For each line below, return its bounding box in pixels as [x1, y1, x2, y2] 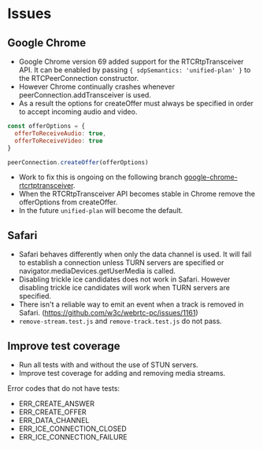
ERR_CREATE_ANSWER [18, 399, 95, 408]
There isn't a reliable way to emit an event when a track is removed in [18, 300, 244, 309]
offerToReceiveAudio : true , [14, 129, 107, 138]
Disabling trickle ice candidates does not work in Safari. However [18, 274, 231, 284]
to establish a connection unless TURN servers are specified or [18, 258, 224, 267]
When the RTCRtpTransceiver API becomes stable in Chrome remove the [18, 190, 256, 199]
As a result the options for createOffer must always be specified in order [18, 99, 254, 108]
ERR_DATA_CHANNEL [18, 416, 90, 425]
